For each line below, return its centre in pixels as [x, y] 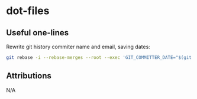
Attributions [29, 76]
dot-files [28, 11]
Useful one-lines [38, 33]
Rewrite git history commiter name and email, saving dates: [78, 47]
